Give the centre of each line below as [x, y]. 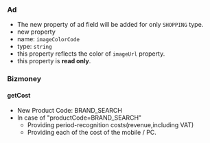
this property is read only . [54, 61]
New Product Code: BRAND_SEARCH [69, 111]
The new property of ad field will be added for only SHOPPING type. [110, 25]
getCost [19, 95]
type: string [35, 47]
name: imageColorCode [48, 39]
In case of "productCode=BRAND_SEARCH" [79, 118]
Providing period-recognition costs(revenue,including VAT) [110, 125]
